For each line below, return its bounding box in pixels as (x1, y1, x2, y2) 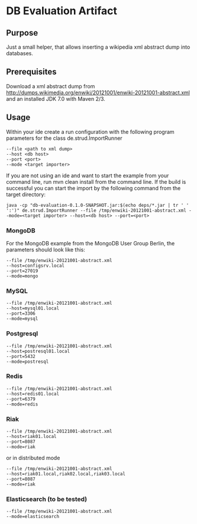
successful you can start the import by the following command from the (6, 184, 181, 191)
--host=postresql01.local (6, 348, 70, 354)
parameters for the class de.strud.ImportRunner (6, 135, 122, 142)
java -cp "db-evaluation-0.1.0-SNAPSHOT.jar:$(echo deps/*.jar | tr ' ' (6, 202, 189, 208)
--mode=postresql (6, 359, 49, 365)
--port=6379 (6, 396, 35, 402)
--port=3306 (6, 311, 35, 317)
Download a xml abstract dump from (6, 82, 95, 90)
